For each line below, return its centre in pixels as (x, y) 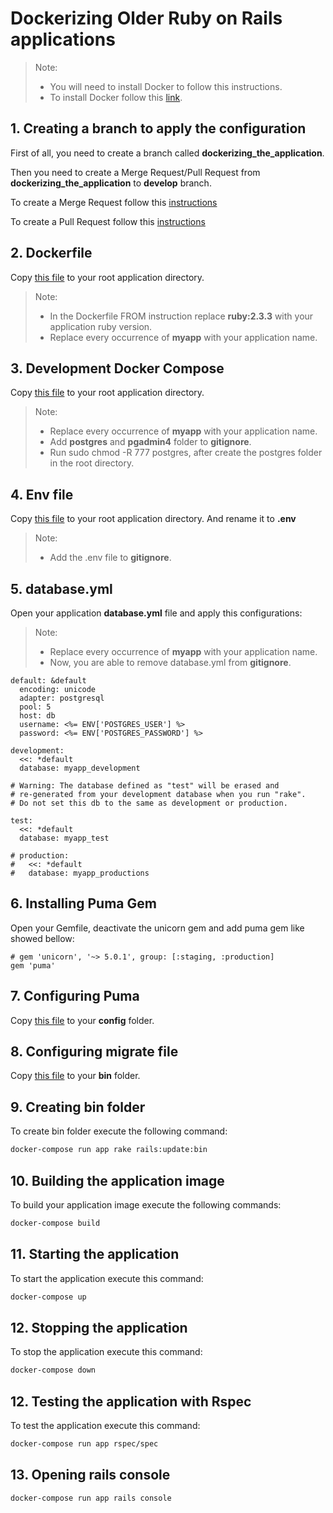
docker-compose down (53, 1370)
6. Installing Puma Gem (83, 903)
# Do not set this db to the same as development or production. (149, 803)
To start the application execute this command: (107, 1278)
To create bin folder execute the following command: (119, 1131)
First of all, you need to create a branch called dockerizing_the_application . (167, 153)
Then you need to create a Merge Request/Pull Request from (135, 172)
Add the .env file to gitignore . (110, 558)
